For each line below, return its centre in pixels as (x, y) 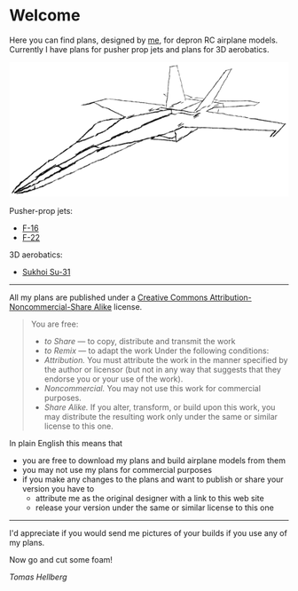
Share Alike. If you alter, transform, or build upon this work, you (160, 407)
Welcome (45, 16)
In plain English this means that (66, 443)
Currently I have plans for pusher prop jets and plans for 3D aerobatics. (139, 49)
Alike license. (118, 306)
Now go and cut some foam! (61, 559)
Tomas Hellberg (39, 577)
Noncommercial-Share (51, 306)
